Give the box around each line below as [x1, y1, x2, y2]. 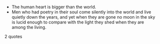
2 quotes [4, 33, 22, 39]
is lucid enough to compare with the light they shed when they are [11, 19, 144, 25]
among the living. [11, 24, 47, 30]
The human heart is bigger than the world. [11, 4, 96, 10]
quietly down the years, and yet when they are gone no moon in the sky [11, 14, 156, 20]
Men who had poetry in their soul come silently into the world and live [11, 9, 151, 15]
